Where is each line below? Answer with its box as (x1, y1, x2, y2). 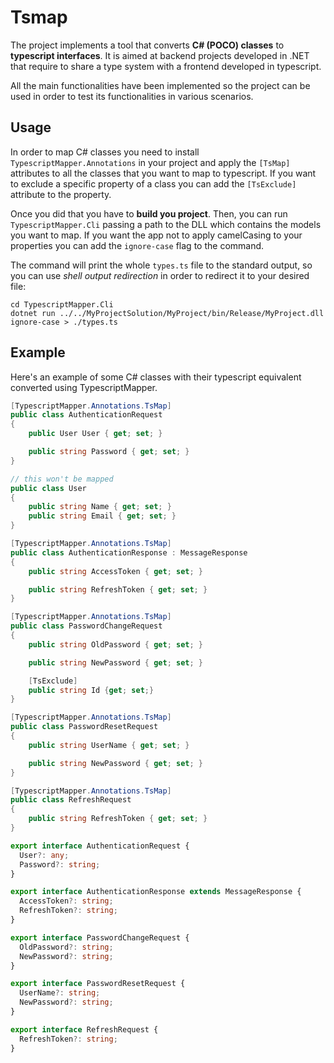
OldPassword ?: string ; (19, 942, 114, 952)
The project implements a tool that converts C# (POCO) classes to (10, 39, 285, 51)
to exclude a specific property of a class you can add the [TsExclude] (10, 177, 297, 190)
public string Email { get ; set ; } (28, 511, 177, 521)
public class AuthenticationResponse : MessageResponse (10, 547, 248, 558)
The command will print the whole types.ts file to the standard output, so (10, 259, 313, 271)
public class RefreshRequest (10, 795, 132, 805)
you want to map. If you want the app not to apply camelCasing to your (10, 229, 303, 241)
